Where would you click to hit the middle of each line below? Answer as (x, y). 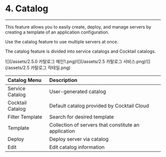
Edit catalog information (77, 147)
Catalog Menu (25, 80)
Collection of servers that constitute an (94, 125)
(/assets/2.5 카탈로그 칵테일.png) (38, 68)
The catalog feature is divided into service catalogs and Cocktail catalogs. (81, 51)
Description (63, 80)
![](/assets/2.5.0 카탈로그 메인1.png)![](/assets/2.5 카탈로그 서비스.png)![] (78, 61)
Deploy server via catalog (79, 139)
